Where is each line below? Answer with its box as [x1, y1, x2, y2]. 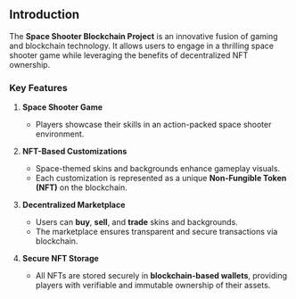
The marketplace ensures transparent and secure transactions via [35, 227, 278, 237]
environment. [35, 129, 85, 139]
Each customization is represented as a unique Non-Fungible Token [35, 173, 287, 184]
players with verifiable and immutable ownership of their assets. [35, 280, 271, 291]
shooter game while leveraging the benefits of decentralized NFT [9, 49, 249, 61]
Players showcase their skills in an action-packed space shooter [35, 120, 272, 130]
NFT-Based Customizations [21, 146, 127, 157]
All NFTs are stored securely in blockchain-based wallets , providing [35, 270, 288, 281]
